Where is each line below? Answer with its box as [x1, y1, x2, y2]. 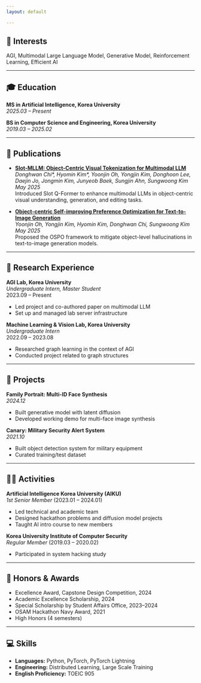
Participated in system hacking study [14, 550, 106, 558]
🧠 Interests [6, 37, 48, 47]
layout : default [6, 8, 47, 15]
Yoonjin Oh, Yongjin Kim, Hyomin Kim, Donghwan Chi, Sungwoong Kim [14, 221, 190, 228]
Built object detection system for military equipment [14, 444, 143, 452]
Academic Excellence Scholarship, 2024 [14, 595, 115, 603]
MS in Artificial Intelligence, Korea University [6, 101, 121, 109]
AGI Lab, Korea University [6, 278, 72, 285]
